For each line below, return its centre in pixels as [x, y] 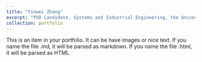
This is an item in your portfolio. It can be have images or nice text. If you [96, 40]
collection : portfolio [35, 23]
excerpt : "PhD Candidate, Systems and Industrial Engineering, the [93, 17]
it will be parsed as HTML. [38, 53]
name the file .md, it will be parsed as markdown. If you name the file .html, [99, 46]
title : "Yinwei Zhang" [35, 12]
